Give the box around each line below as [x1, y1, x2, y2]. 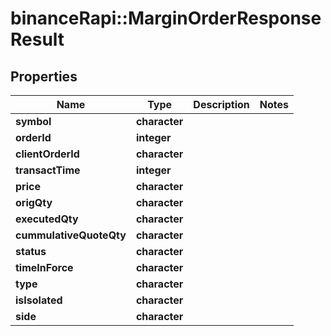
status [15, 245, 47, 258]
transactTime [15, 163, 81, 177]
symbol [15, 115, 52, 128]
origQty [15, 196, 53, 209]
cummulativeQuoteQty [15, 228, 127, 242]
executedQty [15, 212, 79, 226]
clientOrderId [15, 147, 80, 161]
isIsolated [15, 293, 63, 307]
